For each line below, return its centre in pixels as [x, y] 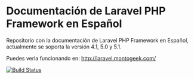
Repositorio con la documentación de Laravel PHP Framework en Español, [98, 40]
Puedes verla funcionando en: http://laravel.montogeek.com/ [81, 58]
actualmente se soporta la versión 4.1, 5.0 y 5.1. [64, 47]
